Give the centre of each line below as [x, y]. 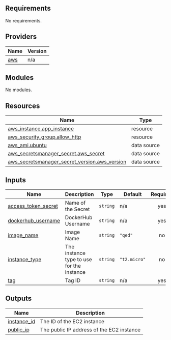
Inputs [16, 180]
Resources [23, 106]
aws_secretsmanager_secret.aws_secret [56, 154]
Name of [75, 203]
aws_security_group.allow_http [45, 137]
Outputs [19, 299]
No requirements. [24, 20]
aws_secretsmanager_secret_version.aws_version [67, 162]
